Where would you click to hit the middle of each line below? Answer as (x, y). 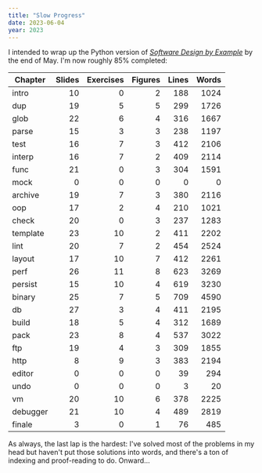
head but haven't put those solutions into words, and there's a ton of (118, 453)
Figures (146, 80)
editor (23, 373)
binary (24, 297)
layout (23, 259)
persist (25, 285)
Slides (68, 80)
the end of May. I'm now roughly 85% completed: (88, 60)
